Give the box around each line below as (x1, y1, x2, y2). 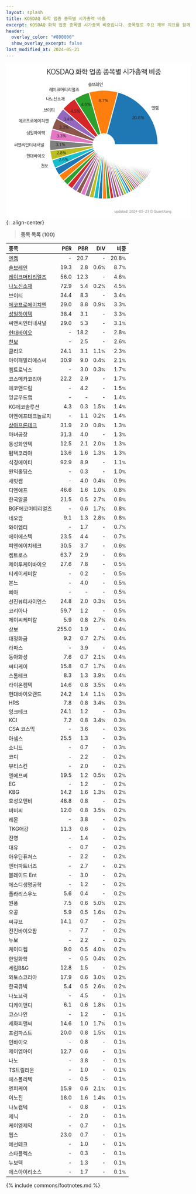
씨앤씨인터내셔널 (8, 320, 47, 327)
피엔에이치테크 (8, 542, 42, 549)
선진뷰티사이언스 (8, 598, 47, 605)
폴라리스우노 (8, 890, 37, 897)
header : (6, 28, 25, 34)
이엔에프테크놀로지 (8, 412, 51, 420)
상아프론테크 (8, 422, 37, 429)
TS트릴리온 (8, 1066, 35, 1074)
